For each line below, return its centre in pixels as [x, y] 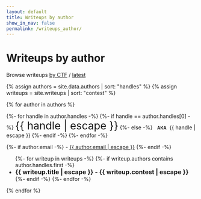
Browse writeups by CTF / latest [46, 75]
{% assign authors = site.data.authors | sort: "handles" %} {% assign [92, 87]
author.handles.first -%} [45, 165]
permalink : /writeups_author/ [44, 29]
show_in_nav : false [31, 23]
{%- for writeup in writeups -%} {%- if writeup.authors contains [94, 159]
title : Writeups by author [40, 17]
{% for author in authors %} [41, 105]
